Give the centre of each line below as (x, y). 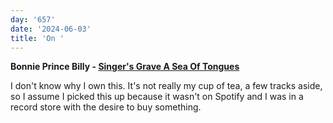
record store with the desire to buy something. (106, 107)
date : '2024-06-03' (51, 29)
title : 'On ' (37, 38)
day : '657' (33, 19)
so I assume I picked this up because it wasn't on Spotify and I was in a (157, 97)
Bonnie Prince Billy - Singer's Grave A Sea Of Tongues (125, 67)
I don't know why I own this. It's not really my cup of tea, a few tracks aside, (166, 86)
